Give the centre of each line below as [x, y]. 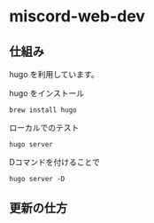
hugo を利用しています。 [54, 74]
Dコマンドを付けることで [54, 162]
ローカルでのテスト [44, 127]
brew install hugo [43, 110]
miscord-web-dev [77, 16]
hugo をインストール [47, 93]
